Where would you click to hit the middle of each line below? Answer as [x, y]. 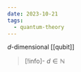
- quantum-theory [39, 27]
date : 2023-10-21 [33, 14]
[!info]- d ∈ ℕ [45, 61]
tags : [15, 20]
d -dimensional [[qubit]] [41, 47]
